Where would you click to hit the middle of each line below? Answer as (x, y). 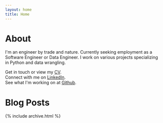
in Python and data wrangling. (35, 62)
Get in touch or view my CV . (33, 72)
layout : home (18, 10)
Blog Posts (28, 103)
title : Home (17, 14)
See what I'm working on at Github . (41, 83)
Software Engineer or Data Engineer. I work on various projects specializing (82, 58)
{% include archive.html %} (33, 116)
